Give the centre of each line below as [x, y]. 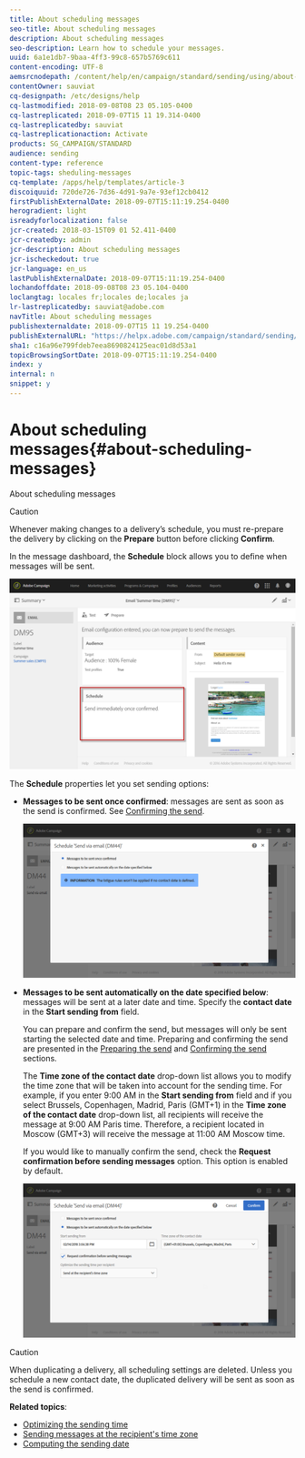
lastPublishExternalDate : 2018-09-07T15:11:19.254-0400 [117, 278]
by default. [43, 1171]
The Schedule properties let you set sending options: [109, 784]
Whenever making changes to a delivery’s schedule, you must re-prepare [147, 528]
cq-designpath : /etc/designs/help [75, 96]
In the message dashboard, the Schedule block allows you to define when [148, 556]
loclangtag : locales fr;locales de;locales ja [99, 297]
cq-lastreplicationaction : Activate [79, 135]
